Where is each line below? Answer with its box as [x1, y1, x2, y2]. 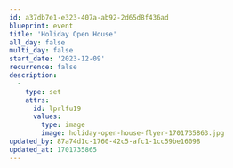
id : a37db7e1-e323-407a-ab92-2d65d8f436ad [9, 12, 169, 22]
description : [9, 71, 58, 80]
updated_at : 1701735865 [9, 145, 98, 154]
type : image [41, 121, 86, 130]
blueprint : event [9, 21, 74, 30]
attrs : [25, 95, 50, 105]
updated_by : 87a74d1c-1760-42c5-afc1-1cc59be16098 [9, 137, 201, 146]
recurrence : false [9, 63, 77, 72]
